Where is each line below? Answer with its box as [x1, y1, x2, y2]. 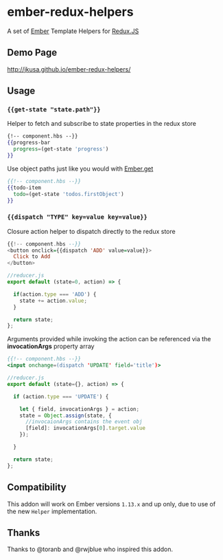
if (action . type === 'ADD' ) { [13, 290, 97, 298]
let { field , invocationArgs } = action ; [19, 405, 139, 413]
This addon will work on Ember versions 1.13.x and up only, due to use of [7, 499, 216, 508]
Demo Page [7, 47, 58, 58]
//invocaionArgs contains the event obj [25, 418, 143, 425]
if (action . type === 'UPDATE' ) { [13, 393, 109, 400]
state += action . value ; [19, 297, 88, 304]
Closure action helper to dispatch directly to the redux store [7, 227, 176, 235]
